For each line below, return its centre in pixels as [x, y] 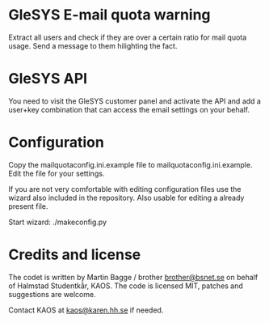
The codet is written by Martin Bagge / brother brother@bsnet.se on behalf [133, 277]
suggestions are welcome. [52, 294]
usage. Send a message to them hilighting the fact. [93, 45]
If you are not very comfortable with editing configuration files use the [125, 189]
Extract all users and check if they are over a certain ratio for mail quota [128, 37]
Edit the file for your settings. [57, 173]
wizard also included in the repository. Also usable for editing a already [126, 198]
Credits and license [75, 255]
